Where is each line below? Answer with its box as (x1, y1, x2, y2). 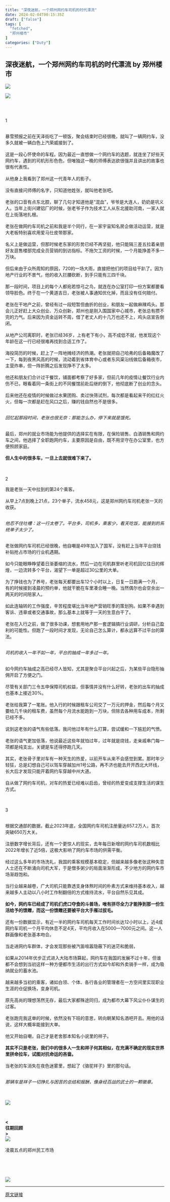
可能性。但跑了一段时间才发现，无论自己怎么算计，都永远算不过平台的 (14, 627, 160, 633)
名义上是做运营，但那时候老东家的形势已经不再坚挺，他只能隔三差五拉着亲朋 (5, 241, 164, 247)
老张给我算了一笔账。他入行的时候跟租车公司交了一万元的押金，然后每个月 (5, 701, 160, 707)
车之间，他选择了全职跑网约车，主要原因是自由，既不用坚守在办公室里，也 (5, 437, 160, 443)
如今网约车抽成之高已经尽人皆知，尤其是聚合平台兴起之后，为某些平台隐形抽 (5, 666, 164, 672)
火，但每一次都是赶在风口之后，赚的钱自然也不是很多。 (5, 398, 120, 404)
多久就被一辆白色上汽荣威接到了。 (5, 139, 76, 145)
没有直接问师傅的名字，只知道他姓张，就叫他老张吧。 (5, 187, 116, 193)
